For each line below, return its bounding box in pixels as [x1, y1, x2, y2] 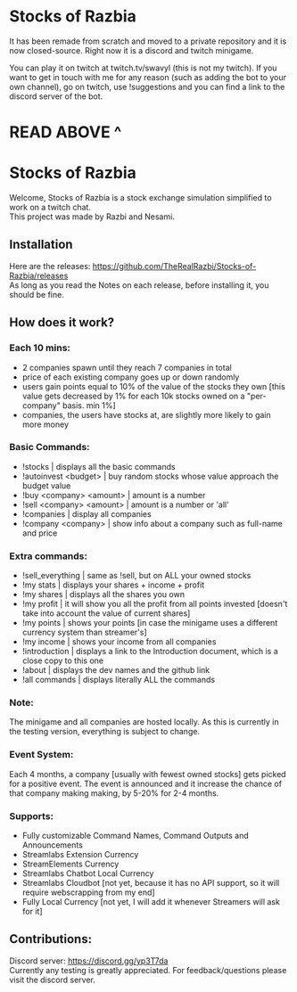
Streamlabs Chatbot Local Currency [21, 868, 154, 879]
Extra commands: [9, 550, 87, 562]
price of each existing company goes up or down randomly [21, 372, 240, 382]
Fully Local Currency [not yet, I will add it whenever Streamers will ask [21, 897, 281, 907]
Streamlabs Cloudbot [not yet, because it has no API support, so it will [21, 878, 280, 889]
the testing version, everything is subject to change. [9, 726, 201, 737]
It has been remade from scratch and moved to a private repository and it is [9, 36, 287, 46]
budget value [21, 480, 71, 491]
